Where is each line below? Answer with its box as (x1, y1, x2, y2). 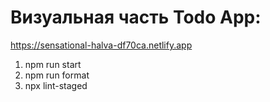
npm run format (24, 69, 90, 81)
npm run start (24, 58, 82, 70)
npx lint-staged (24, 79, 88, 91)
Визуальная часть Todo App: (10, 6, 262, 29)
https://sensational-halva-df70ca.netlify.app (10, 39, 193, 51)
